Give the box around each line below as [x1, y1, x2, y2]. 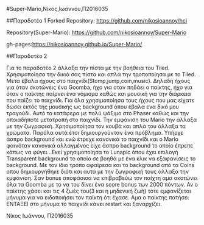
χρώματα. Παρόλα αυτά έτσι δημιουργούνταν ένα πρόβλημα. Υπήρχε [6, 129, 184, 136]
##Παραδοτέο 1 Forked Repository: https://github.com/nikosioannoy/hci [6, 17, 188, 24]
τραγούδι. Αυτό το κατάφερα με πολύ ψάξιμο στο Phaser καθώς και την [6, 110, 189, 116]
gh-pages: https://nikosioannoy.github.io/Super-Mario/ [6, 41, 142, 48]
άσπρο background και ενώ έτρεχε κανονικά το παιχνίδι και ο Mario [6, 135, 178, 143]
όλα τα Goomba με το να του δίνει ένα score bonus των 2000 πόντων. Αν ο [6, 181, 198, 188]
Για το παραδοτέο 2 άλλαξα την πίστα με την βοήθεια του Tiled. [6, 64, 170, 71]
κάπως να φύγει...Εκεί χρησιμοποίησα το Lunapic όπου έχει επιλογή [6, 149, 178, 155]
